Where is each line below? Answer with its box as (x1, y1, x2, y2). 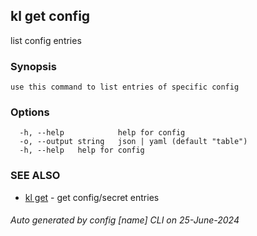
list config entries (10, 34, 82, 46)
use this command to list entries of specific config (10, 82, 240, 93)
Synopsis (10, 59, 57, 73)
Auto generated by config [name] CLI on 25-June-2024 (10, 214, 240, 226)
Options (10, 105, 50, 119)
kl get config (10, 8, 91, 25)
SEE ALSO (10, 169, 61, 183)
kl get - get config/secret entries (24, 191, 160, 203)
